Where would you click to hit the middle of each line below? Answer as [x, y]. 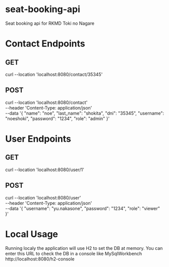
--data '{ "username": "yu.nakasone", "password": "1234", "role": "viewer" [83, 208]
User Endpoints [38, 139]
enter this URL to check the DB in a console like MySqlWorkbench [74, 253]
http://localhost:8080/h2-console [40, 259]
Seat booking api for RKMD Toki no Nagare [50, 23]
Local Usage [32, 234]
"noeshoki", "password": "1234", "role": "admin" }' [58, 118]
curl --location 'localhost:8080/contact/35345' [54, 74]
